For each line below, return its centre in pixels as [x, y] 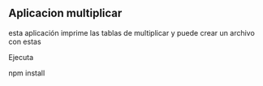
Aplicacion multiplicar [65, 13]
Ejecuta [21, 57]
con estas [25, 41]
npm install [27, 73]
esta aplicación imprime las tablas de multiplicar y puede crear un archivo [132, 32]
